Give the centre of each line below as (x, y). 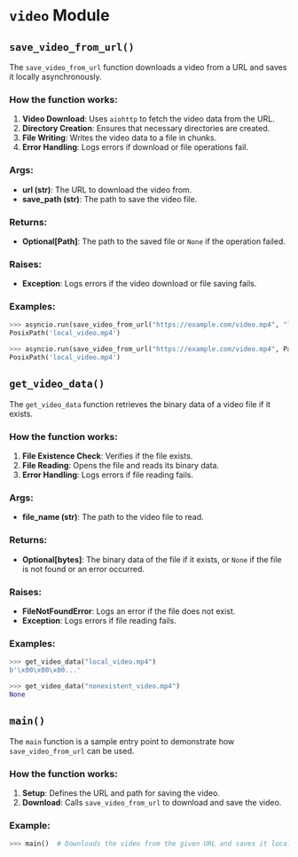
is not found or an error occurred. (83, 569)
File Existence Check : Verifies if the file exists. (107, 456)
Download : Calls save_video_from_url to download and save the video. (152, 802)
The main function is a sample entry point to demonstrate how (122, 741)
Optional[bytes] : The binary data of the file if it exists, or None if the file (152, 559)
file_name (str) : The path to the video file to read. (113, 517)
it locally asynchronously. (55, 77)
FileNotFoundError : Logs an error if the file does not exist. (129, 611)
